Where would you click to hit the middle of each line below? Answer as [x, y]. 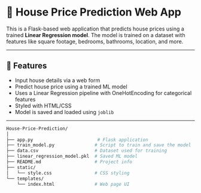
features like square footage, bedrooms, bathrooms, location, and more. [95, 41]
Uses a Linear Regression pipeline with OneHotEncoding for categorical [103, 93]
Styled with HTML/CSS [43, 105]
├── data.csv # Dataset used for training [87, 151]
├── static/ [21, 167]
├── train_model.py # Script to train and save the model [99, 145]
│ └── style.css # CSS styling [68, 173]
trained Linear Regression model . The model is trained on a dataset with [96, 35]
